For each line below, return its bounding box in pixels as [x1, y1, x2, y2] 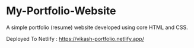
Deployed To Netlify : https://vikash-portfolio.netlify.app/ [6, 35, 144, 42]
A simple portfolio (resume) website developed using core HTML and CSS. [6, 24, 188, 31]
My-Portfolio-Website [6, 4, 117, 18]
